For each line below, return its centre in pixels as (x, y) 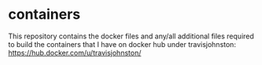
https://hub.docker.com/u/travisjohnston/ (75, 52)
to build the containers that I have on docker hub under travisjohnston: (122, 44)
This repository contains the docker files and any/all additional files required (131, 36)
